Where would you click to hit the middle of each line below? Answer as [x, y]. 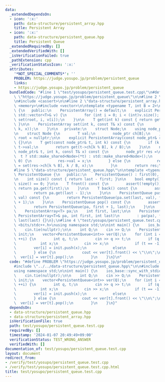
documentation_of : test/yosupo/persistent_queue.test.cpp [66, 349]
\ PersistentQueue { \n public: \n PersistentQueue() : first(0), [87, 175]
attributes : [22, 69]
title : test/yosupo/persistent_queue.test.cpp [54, 372]
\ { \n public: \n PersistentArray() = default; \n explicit [83, 111]
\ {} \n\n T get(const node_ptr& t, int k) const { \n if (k [87, 143]
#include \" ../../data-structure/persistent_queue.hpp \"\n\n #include [87, 266]
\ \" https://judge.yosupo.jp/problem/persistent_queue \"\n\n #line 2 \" [89, 97]
